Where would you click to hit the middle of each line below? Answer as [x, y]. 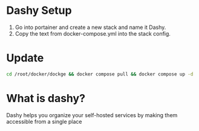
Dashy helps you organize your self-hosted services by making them [92, 115]
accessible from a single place [44, 121]
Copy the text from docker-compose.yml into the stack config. [93, 33]
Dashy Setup [39, 11]
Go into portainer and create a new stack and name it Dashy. [90, 27]
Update [25, 58]
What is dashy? [46, 98]
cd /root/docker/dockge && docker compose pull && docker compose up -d [100, 74]
